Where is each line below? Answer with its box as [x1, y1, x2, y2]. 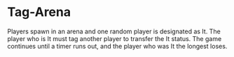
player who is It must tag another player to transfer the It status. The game [7, 34, 222, 42]
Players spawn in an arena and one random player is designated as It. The [7, 27, 221, 35]
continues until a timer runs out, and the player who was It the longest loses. [7, 42, 228, 50]
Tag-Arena [7, 4, 71, 20]
